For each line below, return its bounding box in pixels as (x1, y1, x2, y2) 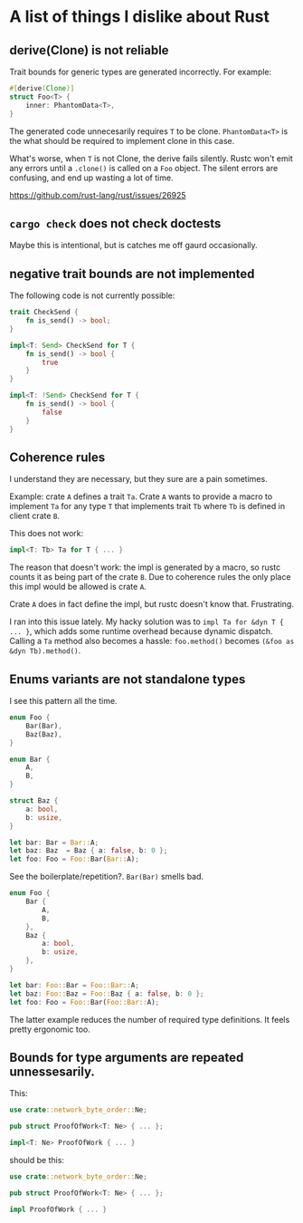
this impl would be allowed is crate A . (9, 582, 147, 592)
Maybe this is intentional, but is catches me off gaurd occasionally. (9, 240, 258, 251)
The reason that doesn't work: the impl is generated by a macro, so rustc (9, 562, 281, 573)
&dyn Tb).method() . (9, 645, 81, 656)
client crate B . (9, 510, 61, 522)
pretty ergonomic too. (9, 1024, 90, 1035)
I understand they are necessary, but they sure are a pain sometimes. (9, 474, 269, 485)
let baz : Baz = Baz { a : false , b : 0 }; (9, 846, 168, 855)
